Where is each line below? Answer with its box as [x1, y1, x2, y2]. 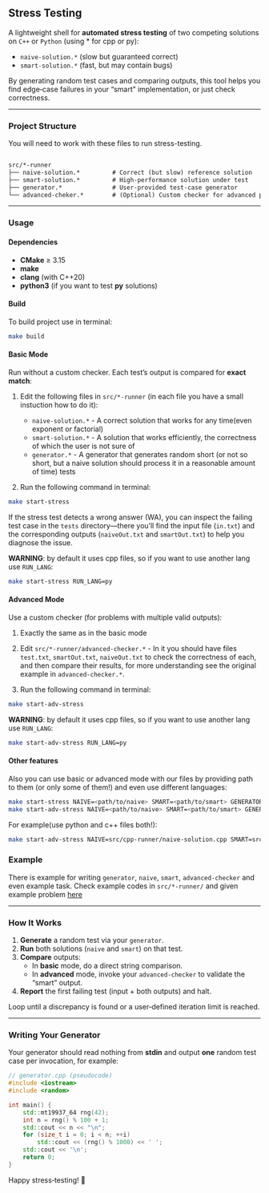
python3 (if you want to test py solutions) [19, 281, 158, 290]
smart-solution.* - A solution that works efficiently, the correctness [31, 432, 257, 442]
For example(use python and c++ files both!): [8, 819, 158, 829]
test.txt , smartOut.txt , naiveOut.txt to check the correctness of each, [19, 652, 257, 661]
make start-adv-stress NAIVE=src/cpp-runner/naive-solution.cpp [8, 835, 227, 843]
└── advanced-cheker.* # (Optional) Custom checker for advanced [8, 191, 256, 199]
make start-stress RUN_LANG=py [8, 577, 113, 585]
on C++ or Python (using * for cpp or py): [8, 36, 139, 46]
